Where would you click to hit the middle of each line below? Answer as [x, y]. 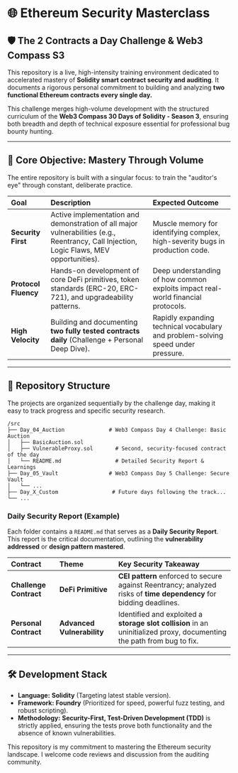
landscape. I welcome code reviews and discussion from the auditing [108, 754]
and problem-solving [188, 335]
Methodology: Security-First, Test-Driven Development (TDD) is [114, 718]
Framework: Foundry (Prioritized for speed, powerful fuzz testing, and [121, 703]
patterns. [66, 306]
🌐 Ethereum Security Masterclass [109, 13]
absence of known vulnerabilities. [67, 733]
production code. [181, 250]
